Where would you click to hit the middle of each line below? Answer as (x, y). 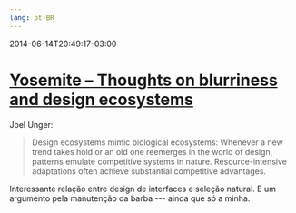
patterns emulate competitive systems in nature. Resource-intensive (159, 161)
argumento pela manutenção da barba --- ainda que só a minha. (130, 198)
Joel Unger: (31, 124)
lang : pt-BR (32, 18)
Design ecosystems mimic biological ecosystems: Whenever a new (157, 142)
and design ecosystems (101, 99)
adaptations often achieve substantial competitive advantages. (148, 171)
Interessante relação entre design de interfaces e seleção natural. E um (143, 189)
